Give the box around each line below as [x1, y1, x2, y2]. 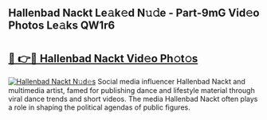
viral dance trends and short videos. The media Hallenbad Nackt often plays [8, 95, 258, 103]
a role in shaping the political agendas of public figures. [8, 103, 190, 112]
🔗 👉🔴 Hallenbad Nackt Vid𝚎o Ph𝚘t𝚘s [8, 52, 198, 65]
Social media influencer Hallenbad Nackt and [97, 77, 245, 86]
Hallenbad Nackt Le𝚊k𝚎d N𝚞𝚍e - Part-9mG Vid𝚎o [8, 6, 260, 20]
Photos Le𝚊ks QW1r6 [8, 19, 116, 33]
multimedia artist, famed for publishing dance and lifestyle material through [8, 86, 255, 95]
